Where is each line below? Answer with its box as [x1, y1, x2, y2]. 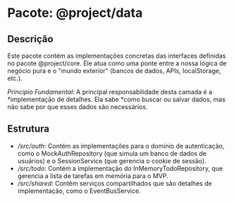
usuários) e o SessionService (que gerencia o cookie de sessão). [17, 156, 207, 165]
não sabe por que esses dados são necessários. [7, 103, 148, 111]
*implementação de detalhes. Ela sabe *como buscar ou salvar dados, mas [7, 95, 226, 103]
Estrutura [7, 123, 50, 135]
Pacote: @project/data [7, 5, 143, 21]
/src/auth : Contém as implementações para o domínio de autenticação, [17, 141, 225, 150]
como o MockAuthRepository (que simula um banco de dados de [17, 149, 207, 158]
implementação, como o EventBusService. [17, 187, 141, 195]
